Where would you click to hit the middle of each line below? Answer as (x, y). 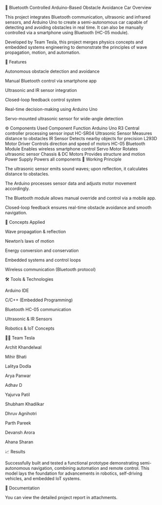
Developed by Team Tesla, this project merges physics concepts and (74, 42)
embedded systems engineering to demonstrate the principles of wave (76, 47)
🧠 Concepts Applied (25, 222)
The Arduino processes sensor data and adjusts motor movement (71, 183)
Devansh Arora (20, 432)
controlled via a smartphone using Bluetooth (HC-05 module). (67, 32)
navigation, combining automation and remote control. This (90, 468)
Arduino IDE (17, 290)
